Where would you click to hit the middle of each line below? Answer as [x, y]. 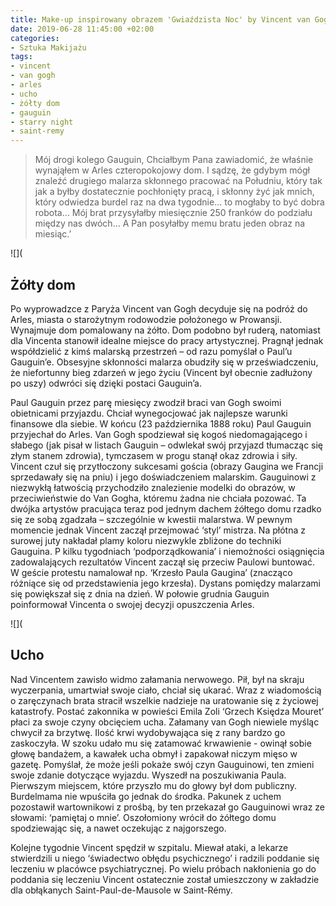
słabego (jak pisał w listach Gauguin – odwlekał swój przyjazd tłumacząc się [167, 445]
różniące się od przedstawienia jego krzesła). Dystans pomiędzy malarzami [165, 583]
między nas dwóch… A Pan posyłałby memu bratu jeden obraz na [170, 223]
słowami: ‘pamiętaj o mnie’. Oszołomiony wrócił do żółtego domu [143, 817]
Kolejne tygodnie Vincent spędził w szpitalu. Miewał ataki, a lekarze [149, 847]
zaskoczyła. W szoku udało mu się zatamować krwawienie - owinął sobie [161, 743]
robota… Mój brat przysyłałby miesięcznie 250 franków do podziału [173, 213]
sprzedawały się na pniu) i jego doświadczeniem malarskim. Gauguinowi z [163, 477]
